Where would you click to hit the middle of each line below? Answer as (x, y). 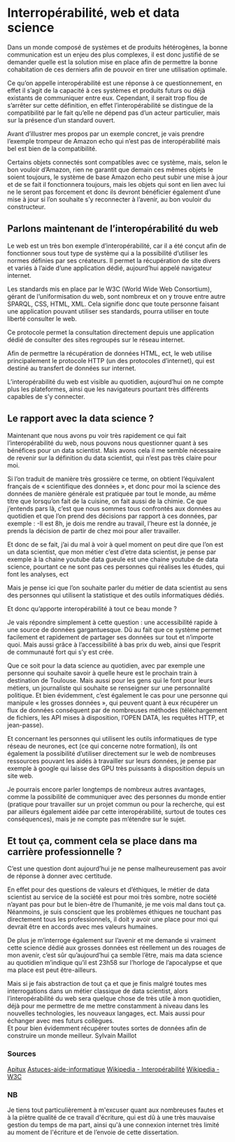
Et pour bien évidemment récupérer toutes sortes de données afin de (107, 1028)
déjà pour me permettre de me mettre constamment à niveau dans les (108, 1006)
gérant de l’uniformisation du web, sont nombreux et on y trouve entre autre (116, 296)
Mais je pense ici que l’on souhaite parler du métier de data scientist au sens (117, 587)
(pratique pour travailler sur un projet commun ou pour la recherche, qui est (116, 804)
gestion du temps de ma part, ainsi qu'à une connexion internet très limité (113, 1125)
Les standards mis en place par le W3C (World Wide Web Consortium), (109, 289)
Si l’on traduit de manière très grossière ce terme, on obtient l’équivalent (111, 479)
